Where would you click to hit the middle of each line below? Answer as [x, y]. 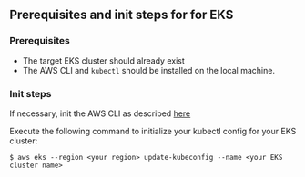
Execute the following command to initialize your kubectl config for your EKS [153, 131]
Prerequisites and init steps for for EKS [122, 15]
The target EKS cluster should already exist [103, 60]
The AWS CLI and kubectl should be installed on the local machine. [149, 70]
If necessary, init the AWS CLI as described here [100, 113]
